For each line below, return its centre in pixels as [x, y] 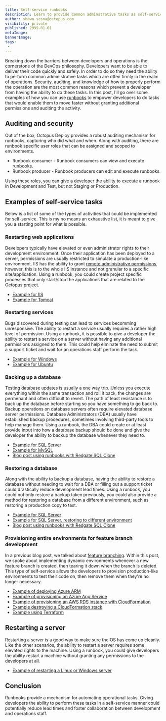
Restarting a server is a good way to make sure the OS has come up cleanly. [83, 640]
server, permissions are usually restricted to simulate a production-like [77, 258]
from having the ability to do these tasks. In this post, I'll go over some [77, 92]
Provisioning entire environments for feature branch [69, 538]
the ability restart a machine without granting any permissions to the [75, 655]
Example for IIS [28, 294]
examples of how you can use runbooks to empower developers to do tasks [82, 98]
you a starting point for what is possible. [46, 224]
